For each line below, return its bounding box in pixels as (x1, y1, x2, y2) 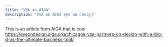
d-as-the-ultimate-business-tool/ (5, 36, 74, 42)
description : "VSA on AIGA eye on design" (5, 12, 95, 17)
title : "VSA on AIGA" (5, 7, 51, 12)
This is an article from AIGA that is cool (5, 25, 86, 31)
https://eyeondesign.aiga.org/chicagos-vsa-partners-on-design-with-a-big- (5, 31, 163, 37)
